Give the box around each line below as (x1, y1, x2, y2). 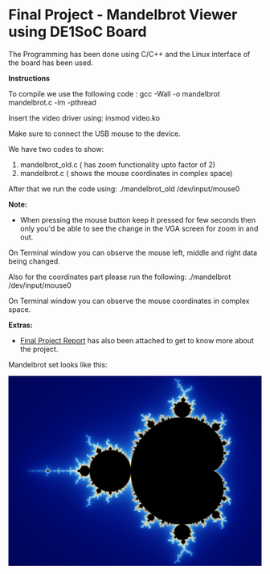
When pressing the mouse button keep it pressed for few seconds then (19, 215, 256, 224)
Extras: (8, 320, 34, 330)
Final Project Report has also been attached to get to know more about (19, 335, 255, 345)
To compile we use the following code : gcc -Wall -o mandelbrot (8, 88, 220, 98)
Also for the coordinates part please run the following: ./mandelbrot (8, 272, 231, 281)
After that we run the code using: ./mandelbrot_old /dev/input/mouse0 (8, 183, 240, 194)
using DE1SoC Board (8, 23, 147, 41)
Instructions (8, 73, 51, 83)
